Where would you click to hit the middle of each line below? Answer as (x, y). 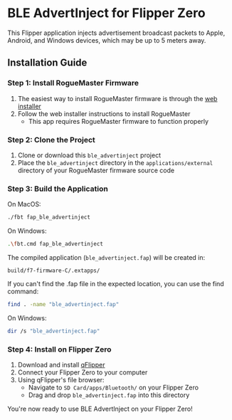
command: (23, 291)
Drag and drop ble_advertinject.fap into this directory (109, 395)
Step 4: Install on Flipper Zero (59, 349)
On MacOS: (24, 204)
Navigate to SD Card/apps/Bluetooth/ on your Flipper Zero (114, 388)
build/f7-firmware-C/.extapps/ (54, 271)
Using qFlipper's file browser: (61, 380)
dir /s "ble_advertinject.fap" (54, 331)
